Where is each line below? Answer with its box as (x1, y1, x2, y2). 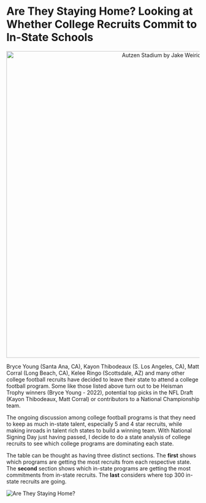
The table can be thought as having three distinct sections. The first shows (6, 451, 196, 459)
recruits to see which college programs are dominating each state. (6, 440, 174, 447)
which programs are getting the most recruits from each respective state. (6, 458, 191, 466)
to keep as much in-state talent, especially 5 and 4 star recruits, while (6, 420, 183, 428)
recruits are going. (20, 477, 67, 485)
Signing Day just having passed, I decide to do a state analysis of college (6, 433, 191, 440)
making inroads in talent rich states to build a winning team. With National (6, 426, 192, 434)
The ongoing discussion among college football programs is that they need (6, 413, 196, 421)
